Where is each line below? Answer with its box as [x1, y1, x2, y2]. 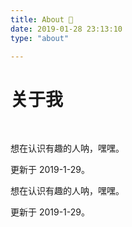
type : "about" [10, 33, 70, 43]
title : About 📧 [10, 14, 74, 25]
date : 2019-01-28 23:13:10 [10, 24, 123, 34]
